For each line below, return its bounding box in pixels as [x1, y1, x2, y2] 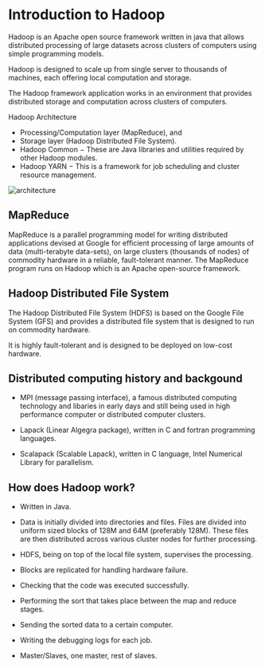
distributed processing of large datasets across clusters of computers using [8, 40, 257, 49]
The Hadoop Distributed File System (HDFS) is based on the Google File [8, 308, 244, 317]
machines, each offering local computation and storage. [8, 73, 192, 82]
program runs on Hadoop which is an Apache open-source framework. [8, 263, 241, 273]
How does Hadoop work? [8, 481, 135, 494]
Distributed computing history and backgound [8, 371, 243, 385]
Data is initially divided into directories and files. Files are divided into [19, 517, 247, 527]
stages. [19, 604, 45, 615]
